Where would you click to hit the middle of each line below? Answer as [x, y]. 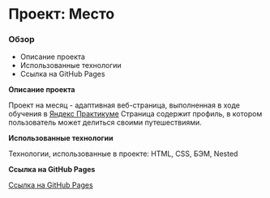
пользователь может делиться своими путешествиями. [105, 123]
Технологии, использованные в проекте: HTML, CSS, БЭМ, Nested [123, 154]
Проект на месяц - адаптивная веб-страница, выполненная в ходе [124, 105]
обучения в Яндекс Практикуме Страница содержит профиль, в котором [135, 114]
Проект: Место [62, 14]
